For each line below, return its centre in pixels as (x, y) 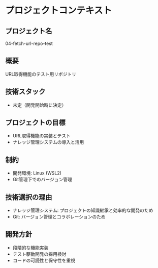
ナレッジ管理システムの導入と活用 (48, 142)
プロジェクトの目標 (35, 123)
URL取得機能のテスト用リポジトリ (41, 74)
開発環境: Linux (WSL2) (37, 173)
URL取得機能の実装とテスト (42, 136)
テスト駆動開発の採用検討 (39, 254)
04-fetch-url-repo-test (29, 43)
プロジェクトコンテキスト (59, 10)
